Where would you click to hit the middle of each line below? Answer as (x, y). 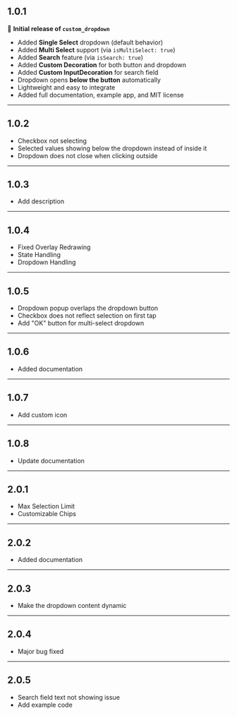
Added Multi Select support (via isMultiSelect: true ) (96, 49)
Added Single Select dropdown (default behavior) (90, 42)
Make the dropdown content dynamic (72, 605)
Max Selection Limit (46, 506)
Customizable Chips (47, 514)
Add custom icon (42, 414)
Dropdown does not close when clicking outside (87, 155)
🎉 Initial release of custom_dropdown (59, 28)
